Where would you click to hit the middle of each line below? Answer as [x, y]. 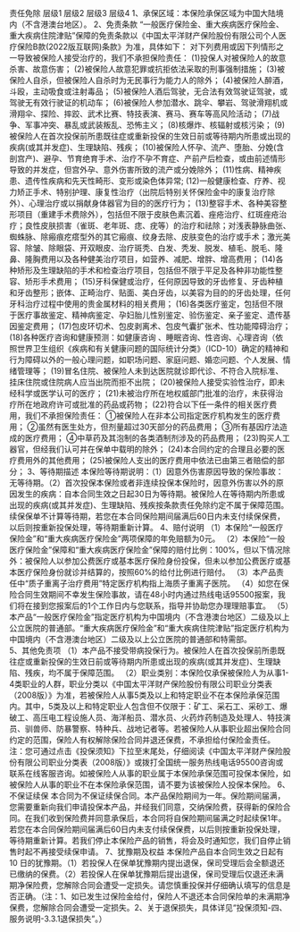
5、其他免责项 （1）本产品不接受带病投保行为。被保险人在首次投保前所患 [143, 650]
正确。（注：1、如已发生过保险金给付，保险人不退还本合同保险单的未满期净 [153, 896]
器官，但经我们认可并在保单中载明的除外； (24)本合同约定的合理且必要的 [143, 449]
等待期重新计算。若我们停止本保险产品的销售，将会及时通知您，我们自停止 [146, 840]
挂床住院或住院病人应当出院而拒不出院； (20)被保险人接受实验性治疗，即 [143, 382]
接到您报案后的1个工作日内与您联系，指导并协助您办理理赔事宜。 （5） [161, 606]
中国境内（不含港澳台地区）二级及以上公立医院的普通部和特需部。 [130, 639]
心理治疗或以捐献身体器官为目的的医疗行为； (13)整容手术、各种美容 [154, 203]
